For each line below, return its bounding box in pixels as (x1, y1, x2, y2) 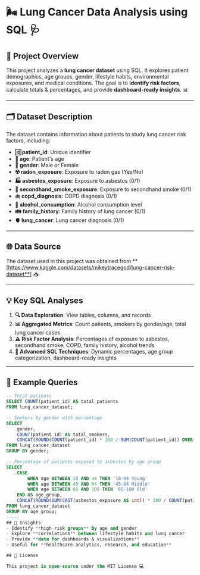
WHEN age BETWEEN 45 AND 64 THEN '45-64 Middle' (27, 481, 151, 487)
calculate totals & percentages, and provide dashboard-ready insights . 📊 (6, 86, 189, 93)
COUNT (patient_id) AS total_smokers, (17, 432, 111, 437)
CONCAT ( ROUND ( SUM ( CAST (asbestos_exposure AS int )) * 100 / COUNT (17, 498, 183, 504)
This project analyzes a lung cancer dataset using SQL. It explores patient (6, 67, 189, 74)
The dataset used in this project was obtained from (6, 257, 132, 264)
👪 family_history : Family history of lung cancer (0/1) (14, 207, 146, 215)
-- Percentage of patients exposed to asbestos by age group (6, 459, 161, 465)
